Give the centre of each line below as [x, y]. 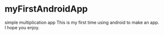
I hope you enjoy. [22, 27]
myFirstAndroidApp [46, 9]
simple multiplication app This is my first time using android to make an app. [82, 22]
